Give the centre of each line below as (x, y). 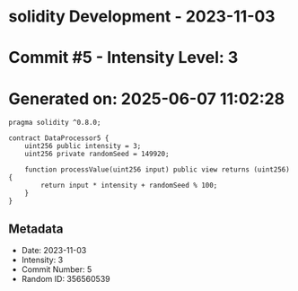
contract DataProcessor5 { (59, 138)
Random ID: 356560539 (66, 279)
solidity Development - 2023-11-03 (142, 17)
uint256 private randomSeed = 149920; (97, 154)
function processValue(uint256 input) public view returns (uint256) (158, 170)
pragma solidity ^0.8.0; (55, 123)
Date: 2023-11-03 (54, 251)
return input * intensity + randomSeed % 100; (129, 186)
